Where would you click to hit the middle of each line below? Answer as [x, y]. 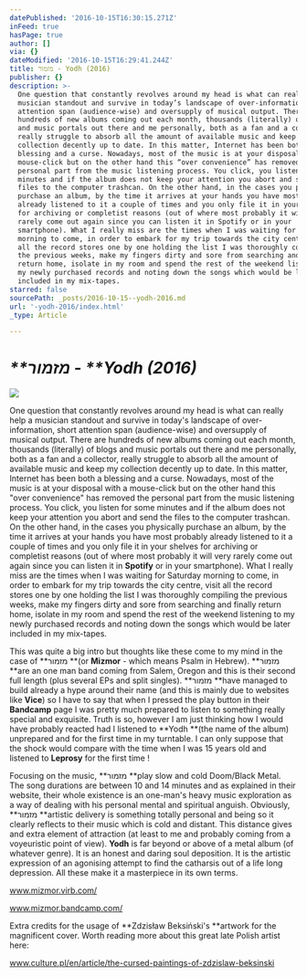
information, [32, 430]
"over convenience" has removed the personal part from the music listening [152, 498]
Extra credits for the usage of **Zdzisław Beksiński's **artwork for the [143, 926]
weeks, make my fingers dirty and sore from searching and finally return [145, 604]
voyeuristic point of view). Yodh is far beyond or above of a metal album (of [152, 844]
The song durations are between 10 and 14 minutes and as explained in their [153, 785]
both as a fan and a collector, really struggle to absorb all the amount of [144, 459]
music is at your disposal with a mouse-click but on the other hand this [143, 488]
